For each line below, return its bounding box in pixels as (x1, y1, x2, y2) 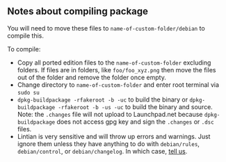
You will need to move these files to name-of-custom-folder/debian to (7, 24, 205, 32)
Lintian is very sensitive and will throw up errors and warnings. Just (17, 132, 211, 140)
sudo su (17, 89, 40, 96)
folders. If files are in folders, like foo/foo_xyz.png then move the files (17, 65, 216, 74)
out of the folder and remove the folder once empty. (17, 73, 167, 81)
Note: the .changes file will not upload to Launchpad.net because (17, 110, 203, 118)
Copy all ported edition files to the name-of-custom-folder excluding (17, 58, 211, 67)
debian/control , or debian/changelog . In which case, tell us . (17, 147, 188, 155)
